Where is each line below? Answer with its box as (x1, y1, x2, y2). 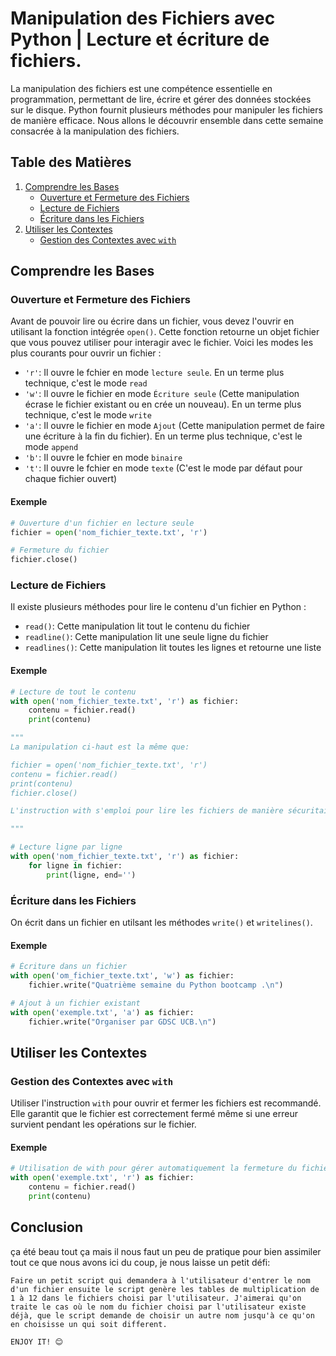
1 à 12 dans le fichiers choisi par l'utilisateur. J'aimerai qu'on (10, 1293, 302, 1303)
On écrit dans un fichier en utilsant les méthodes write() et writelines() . (10, 916, 313, 928)
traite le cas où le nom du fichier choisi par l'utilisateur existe (10, 1302, 307, 1312)
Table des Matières (10, 154, 132, 171)
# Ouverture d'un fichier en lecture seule (10, 518, 195, 528)
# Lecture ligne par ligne (10, 842, 123, 852)
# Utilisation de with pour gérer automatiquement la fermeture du (10, 1163, 298, 1174)
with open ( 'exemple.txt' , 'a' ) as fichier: (10, 1007, 195, 1017)
